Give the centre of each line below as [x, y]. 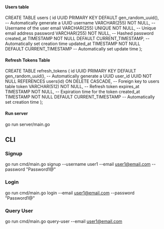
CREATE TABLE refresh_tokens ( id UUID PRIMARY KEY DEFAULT [70, 71]
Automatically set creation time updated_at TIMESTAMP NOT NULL [73, 44]
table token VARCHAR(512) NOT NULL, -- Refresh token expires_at [72, 87]
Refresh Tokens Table [28, 60]
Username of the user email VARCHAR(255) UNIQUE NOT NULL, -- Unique [81, 28]
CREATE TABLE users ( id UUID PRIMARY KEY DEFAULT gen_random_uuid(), [82, 18]
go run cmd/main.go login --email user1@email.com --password [70, 193]
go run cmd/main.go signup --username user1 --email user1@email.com [78, 164]
